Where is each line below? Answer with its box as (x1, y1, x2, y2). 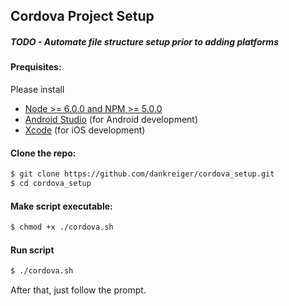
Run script (10, 244, 55, 256)
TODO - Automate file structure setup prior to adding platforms (10, 35, 279, 48)
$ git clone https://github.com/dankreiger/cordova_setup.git (10, 169, 275, 179)
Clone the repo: (10, 147, 77, 159)
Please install (10, 83, 65, 95)
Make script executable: (10, 200, 113, 212)
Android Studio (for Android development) (24, 113, 199, 125)
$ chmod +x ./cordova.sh (10, 222, 114, 233)
